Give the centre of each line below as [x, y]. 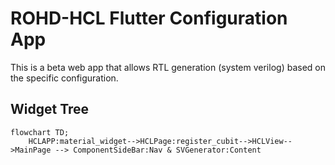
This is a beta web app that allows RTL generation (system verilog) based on [168, 67]
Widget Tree [50, 109]
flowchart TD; [40, 132]
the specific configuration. [64, 78]
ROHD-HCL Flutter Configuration [149, 18]
